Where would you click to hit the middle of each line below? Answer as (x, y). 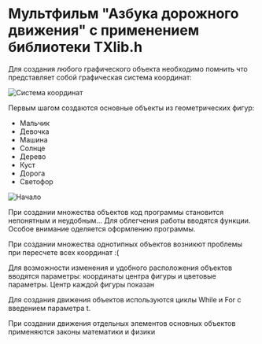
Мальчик (35, 123)
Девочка (34, 131)
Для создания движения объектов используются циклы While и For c (125, 299)
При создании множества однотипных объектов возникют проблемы (125, 244)
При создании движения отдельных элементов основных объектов (122, 323)
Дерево (33, 156)
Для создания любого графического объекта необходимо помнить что (128, 68)
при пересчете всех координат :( (64, 252)
